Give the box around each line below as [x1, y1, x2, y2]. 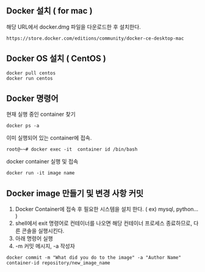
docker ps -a [6, 123, 40, 129]
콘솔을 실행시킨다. [21, 227, 65, 235]
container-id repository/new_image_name [6, 260, 111, 267]
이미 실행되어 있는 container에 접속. [6, 134, 92, 141]
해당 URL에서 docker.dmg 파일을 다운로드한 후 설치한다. [6, 23, 142, 30]
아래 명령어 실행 [15, 235, 53, 242]
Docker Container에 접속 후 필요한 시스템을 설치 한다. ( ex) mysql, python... [15, 206, 199, 213]
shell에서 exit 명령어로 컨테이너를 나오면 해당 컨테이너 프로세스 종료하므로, [15, 220, 192, 227]
